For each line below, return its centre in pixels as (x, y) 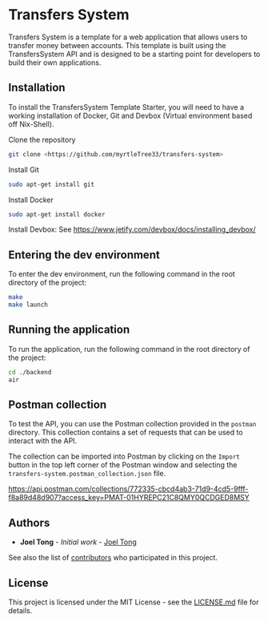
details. (20, 610)
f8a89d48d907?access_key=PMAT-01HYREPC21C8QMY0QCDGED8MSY (129, 498)
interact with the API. (43, 441)
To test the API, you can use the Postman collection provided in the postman (132, 424)
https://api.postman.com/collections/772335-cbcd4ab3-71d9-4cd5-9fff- (128, 489)
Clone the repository (42, 139)
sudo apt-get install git (51, 184)
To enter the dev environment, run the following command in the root (122, 274)
